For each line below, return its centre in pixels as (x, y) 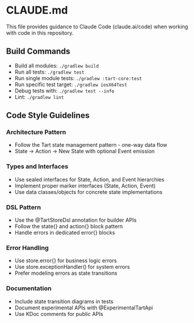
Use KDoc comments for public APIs (59, 314)
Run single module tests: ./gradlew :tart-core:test (78, 78)
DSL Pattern (24, 207)
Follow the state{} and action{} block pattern (69, 226)
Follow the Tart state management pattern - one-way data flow (91, 145)
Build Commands (38, 52)
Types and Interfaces (37, 167)
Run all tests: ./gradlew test (49, 72)
